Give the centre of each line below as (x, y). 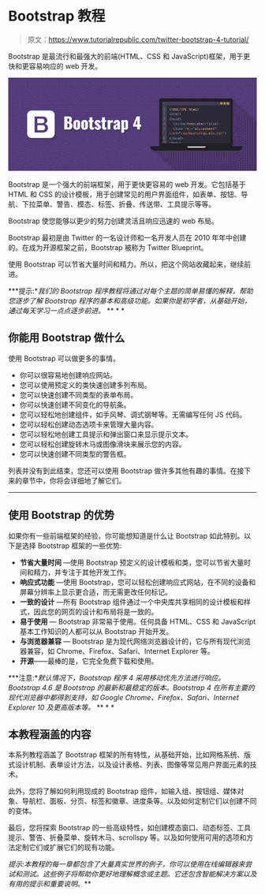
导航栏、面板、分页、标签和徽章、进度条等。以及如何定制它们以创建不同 (139, 801)
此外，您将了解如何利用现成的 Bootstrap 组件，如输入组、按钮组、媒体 (123, 791)
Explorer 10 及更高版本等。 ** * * (62, 707)
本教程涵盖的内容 (50, 734)
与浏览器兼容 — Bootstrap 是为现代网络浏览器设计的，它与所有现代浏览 (135, 641)
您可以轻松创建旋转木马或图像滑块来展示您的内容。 (103, 444)
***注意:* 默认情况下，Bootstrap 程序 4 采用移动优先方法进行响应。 (117, 677)
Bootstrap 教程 (57, 16)
